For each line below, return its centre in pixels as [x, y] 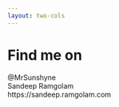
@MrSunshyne [32, 77]
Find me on [45, 55]
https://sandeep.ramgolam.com [59, 94]
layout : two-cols [36, 16]
